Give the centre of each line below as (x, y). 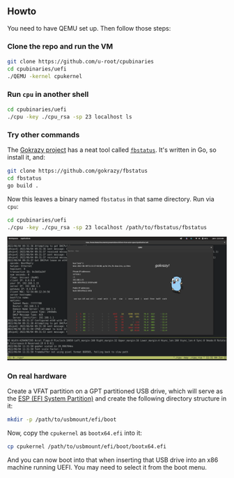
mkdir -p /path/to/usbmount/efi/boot (62, 420)
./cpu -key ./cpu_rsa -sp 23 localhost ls (70, 117)
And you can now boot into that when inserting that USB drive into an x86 (113, 460)
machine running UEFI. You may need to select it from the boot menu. (107, 467)
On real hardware (37, 376)
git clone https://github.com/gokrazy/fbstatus (78, 171)
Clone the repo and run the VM (60, 46)
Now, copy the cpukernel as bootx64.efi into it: (75, 433)
